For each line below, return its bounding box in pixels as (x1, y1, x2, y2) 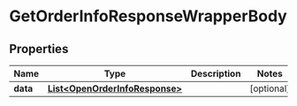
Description (190, 68, 241, 79)
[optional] (249, 82, 291, 95)
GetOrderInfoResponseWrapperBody (9, 6, 287, 26)
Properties (9, 42, 69, 57)
